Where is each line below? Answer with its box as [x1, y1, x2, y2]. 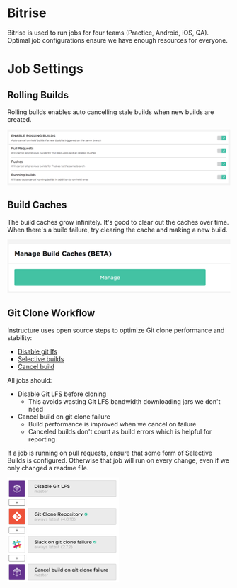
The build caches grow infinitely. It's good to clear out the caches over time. [7, 217, 229, 226]
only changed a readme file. [7, 463, 89, 472]
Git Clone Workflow [7, 307, 96, 320]
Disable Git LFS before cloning [17, 390, 107, 398]
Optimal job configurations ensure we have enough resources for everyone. [7, 35, 229, 44]
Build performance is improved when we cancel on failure [28, 419, 197, 428]
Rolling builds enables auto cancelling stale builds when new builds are [7, 108, 214, 116]
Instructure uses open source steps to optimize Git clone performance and [7, 326, 225, 334]
